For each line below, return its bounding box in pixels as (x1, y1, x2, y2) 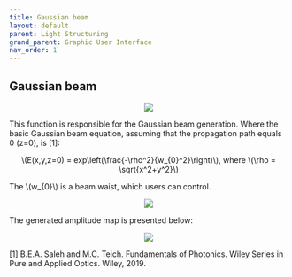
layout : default (9, 21, 69, 30)
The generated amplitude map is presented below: (9, 214, 193, 226)
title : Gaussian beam (9, 12, 89, 22)
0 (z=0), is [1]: (9, 137, 60, 148)
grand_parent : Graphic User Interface (9, 37, 152, 47)
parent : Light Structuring (9, 29, 109, 38)
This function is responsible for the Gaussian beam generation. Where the (9, 119, 279, 129)
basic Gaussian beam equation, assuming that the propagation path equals (9, 127, 282, 138)
